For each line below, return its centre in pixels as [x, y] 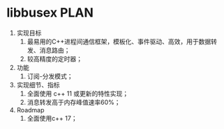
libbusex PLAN [50, 13]
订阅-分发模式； [50, 76]
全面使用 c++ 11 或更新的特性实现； [78, 93]
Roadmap [30, 110]
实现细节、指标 [38, 85]
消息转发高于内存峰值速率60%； [74, 102]
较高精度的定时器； [55, 59]
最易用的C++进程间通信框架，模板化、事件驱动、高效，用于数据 [119, 41]
